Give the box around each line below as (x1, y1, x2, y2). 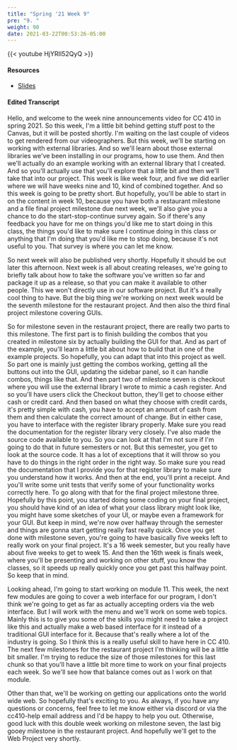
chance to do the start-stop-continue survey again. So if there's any (7, 211, 206, 220)
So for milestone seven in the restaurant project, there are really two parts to (7, 322, 230, 331)
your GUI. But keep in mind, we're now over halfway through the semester (7, 518, 224, 526)
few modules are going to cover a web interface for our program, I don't (7, 592, 217, 600)
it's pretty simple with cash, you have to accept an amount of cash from (7, 405, 217, 414)
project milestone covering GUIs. (7, 308, 103, 316)
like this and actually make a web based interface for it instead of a (7, 622, 203, 631)
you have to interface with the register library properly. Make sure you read (7, 420, 226, 429)
